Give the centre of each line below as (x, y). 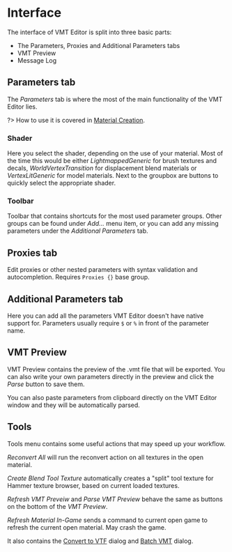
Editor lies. (22, 107)
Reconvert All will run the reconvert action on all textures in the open (106, 457)
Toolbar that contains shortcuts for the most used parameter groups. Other (115, 216)
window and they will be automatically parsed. (74, 405)
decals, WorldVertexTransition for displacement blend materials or (102, 168)
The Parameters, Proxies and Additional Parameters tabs (99, 45)
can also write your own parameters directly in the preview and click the (111, 376)
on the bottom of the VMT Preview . (57, 506)
